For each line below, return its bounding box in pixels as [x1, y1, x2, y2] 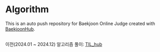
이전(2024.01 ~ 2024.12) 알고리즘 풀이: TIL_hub [5, 41, 102, 47]
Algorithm [5, 4, 49, 15]
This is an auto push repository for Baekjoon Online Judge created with [5, 20, 155, 27]
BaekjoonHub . [5, 25, 35, 32]
